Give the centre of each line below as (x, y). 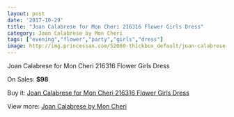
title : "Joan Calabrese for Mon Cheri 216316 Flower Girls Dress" (106, 26)
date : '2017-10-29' (36, 20)
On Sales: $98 (28, 79)
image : (17, 46)
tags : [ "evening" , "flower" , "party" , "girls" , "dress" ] (85, 40)
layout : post (26, 14)
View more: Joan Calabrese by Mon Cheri (67, 106)
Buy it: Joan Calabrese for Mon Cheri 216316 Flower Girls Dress (98, 93)
